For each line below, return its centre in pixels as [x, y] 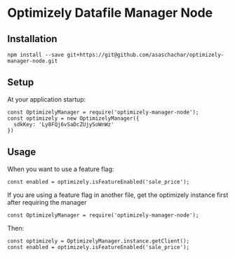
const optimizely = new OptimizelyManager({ [73, 118]
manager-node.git [33, 61]
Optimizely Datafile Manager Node [110, 13]
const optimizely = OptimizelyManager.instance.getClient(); [99, 241]
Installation [32, 39]
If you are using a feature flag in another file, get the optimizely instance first [118, 195]
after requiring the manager [47, 202]
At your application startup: [47, 99]
